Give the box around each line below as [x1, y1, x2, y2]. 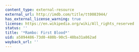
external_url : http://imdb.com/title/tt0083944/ [5, 12, 108, 17]
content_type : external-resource [5, 7, 74, 12]
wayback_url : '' [5, 40, 39, 45]
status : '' [5, 26, 28, 31]
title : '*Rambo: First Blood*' [5, 30, 70, 35]
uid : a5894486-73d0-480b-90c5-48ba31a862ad [5, 35, 97, 40]
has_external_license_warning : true [5, 16, 81, 21]
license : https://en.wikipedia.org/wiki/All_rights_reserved [5, 21, 135, 26]
